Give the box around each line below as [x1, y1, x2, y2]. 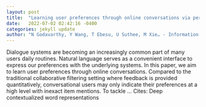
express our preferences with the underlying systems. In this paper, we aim [6, 62, 197, 69]
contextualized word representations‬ [6, 94, 99, 101]
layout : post [6, 9, 40, 15]
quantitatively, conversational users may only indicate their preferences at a [6, 81, 198, 89]
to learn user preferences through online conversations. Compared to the [6, 68, 191, 75]
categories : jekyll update [6, 26, 75, 32]
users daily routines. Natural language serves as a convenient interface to [6, 55, 193, 62]
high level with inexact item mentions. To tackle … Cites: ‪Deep [6, 87, 163, 95]
